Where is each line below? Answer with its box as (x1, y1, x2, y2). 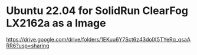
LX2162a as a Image (6, 16, 106, 30)
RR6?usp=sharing (6, 42, 50, 49)
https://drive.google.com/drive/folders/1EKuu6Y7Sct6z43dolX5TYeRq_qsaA (6, 36, 191, 43)
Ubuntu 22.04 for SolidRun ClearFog (6, 4, 189, 18)
